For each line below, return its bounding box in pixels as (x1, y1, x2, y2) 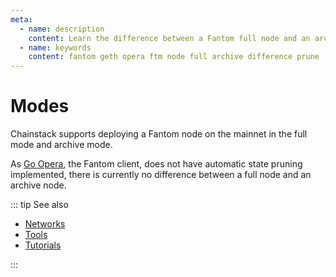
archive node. (10, 179, 67, 191)
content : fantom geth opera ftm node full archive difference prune (28, 52, 320, 62)
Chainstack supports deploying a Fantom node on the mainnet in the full (10, 128, 308, 140)
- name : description (19, 24, 105, 34)
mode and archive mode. (10, 139, 113, 151)
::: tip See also (10, 199, 69, 211)
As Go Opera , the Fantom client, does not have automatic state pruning (10, 158, 303, 170)
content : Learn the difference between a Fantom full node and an (28, 33, 311, 43)
